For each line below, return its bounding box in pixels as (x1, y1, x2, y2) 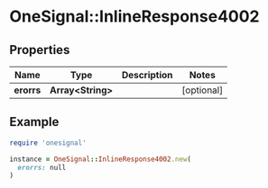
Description (121, 69, 173, 81)
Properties (9, 42, 70, 58)
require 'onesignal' (9, 138, 88, 148)
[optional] (181, 84, 224, 96)
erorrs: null (17, 163, 67, 172)
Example (9, 114, 60, 130)
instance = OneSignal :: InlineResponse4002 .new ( (9, 155, 192, 164)
